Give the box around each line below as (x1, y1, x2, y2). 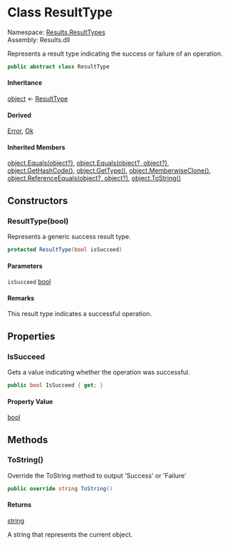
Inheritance (7, 79, 43, 87)
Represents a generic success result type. (7, 233, 132, 241)
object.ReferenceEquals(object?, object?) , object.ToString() (7, 174, 182, 183)
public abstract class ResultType (7, 63, 110, 70)
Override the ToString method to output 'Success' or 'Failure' (7, 471, 187, 480)
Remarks (7, 293, 35, 302)
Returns (7, 500, 32, 509)
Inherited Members (7, 143, 66, 151)
